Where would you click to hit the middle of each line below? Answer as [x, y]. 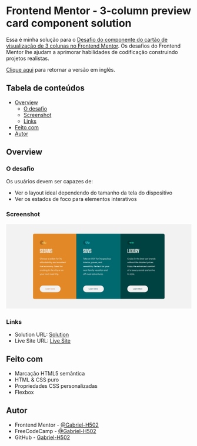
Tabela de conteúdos [46, 88]
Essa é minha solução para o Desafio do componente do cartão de [87, 39]
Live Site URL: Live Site [43, 341]
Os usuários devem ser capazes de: [49, 182]
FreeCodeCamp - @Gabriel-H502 [55, 431]
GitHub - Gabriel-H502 [42, 437]
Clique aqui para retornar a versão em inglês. [61, 69]
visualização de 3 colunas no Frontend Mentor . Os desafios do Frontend [94, 46]
